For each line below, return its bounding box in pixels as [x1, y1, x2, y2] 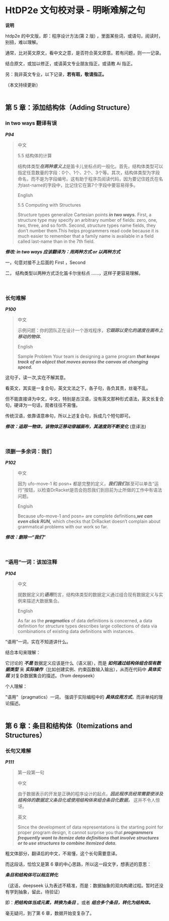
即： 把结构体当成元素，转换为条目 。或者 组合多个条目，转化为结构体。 [5, 899, 153, 905]
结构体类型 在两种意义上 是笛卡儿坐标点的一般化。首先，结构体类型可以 [17, 163, 163, 169]
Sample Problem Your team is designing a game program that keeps [17, 353, 160, 359]
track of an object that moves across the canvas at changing [17, 358, 148, 364]
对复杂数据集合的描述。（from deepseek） [11, 672, 98, 679]
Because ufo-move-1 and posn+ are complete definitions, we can [17, 513, 152, 519]
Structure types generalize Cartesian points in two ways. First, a [17, 212, 152, 218]
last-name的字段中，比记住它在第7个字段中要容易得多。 [22, 182, 138, 188]
